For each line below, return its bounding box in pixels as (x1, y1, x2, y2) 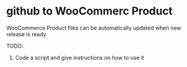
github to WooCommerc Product (6, 4, 173, 18)
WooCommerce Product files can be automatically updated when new (6, 24, 182, 31)
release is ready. (6, 30, 48, 37)
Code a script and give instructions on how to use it (15, 54, 144, 61)
